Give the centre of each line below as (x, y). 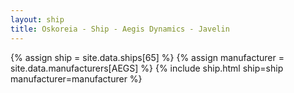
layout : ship (37, 19)
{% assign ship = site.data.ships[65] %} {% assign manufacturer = (147, 57)
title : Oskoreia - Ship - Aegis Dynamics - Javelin (120, 29)
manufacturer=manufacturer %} (76, 78)
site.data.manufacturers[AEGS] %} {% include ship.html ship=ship (147, 68)
